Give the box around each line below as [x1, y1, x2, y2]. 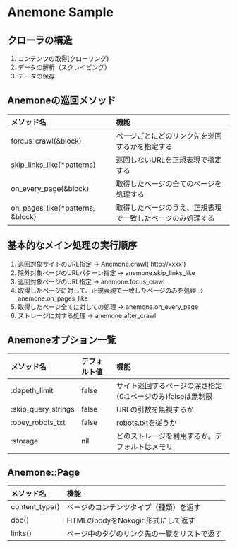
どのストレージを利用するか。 [116, 431, 215, 441]
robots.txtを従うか [116, 418, 177, 428]
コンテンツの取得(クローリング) [17, 54, 109, 62]
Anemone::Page [7, 466, 80, 478]
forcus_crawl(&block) [11, 136, 83, 146]
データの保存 [17, 72, 55, 80]
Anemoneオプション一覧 [7, 334, 116, 346]
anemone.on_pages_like [17, 294, 88, 303]
